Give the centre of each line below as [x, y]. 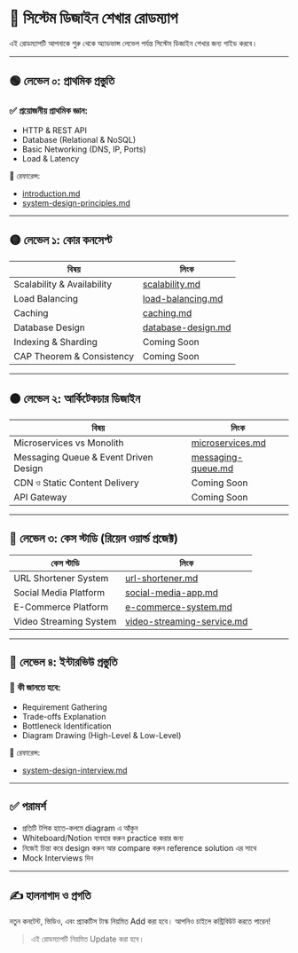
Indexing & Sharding [55, 343]
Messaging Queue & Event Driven [83, 458]
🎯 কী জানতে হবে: [35, 688]
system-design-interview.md [74, 770]
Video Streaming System [65, 622]
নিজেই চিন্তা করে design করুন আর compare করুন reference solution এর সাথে [139, 847]
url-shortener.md [162, 579]
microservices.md [228, 443]
